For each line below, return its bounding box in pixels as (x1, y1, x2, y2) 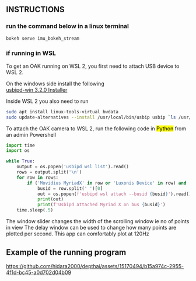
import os (6, 148, 30, 154)
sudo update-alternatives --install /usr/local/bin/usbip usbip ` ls (6, 114, 176, 120)
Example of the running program (6, 247, 127, 257)
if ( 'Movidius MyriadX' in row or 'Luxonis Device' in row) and (27, 180, 187, 186)
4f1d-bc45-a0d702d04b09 (6, 269, 72, 276)
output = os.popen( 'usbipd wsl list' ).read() (16, 164, 129, 170)
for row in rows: (16, 175, 59, 181)
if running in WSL (6, 49, 57, 57)
